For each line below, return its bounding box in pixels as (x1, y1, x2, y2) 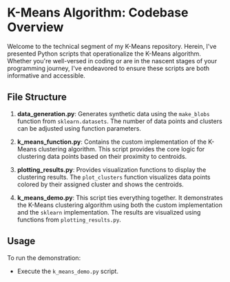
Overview (7, 19, 64, 35)
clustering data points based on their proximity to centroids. (17, 152, 187, 160)
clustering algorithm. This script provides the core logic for (38, 144, 205, 153)
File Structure (7, 91, 67, 103)
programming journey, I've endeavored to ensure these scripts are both (7, 64, 210, 72)
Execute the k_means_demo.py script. (17, 267, 119, 275)
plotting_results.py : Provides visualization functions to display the (17, 165, 207, 173)
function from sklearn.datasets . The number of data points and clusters (17, 117, 222, 125)
